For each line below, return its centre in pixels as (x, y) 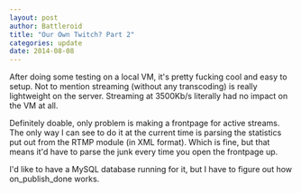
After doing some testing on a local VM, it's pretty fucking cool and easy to (148, 77)
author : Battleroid (46, 26)
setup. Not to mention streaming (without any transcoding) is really (134, 87)
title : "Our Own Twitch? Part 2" (72, 34)
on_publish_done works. (55, 179)
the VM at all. (34, 106)
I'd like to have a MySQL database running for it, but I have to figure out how (151, 170)
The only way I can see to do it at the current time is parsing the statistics (146, 133)
